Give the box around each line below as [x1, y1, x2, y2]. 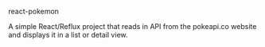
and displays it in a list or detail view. [8, 31, 128, 39]
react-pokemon [8, 7, 60, 16]
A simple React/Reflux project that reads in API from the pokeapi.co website [8, 22, 257, 31]
